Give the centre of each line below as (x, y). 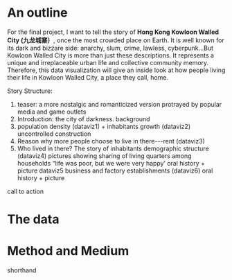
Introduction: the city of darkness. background (83, 119)
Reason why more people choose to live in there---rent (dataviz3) (111, 141)
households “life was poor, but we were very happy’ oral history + (111, 163)
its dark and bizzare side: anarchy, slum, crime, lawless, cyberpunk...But (110, 48)
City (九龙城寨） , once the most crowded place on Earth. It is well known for (116, 40)
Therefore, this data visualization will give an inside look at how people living (116, 70)
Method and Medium (68, 251)
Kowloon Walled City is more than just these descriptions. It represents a (111, 55)
